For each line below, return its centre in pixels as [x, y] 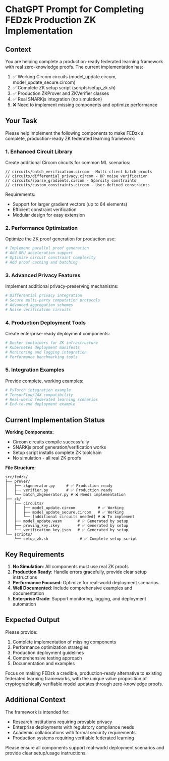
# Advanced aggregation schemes [39, 305]
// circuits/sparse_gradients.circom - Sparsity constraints [71, 181]
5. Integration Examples [35, 370]
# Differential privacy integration [44, 296]
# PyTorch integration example [38, 390]
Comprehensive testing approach [47, 658]
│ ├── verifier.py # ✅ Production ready [59, 490]
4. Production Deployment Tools [45, 323]
